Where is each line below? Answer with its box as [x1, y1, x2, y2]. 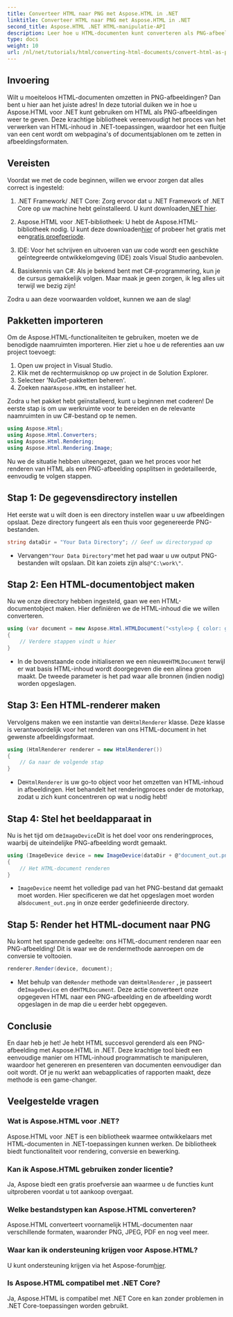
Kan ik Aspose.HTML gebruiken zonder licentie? [7, 1164, 173, 1174]
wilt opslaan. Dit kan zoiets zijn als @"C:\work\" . [49, 558, 184, 567]
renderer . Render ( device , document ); [7, 966, 113, 973]
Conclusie [7, 1020, 52, 1032]
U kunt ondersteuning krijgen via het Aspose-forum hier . [7, 1261, 166, 1269]
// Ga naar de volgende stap [19, 759, 104, 766]
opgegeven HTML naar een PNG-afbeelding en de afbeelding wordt [17, 993, 212, 1001]
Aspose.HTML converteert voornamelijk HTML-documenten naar [7, 1220, 193, 1229]
